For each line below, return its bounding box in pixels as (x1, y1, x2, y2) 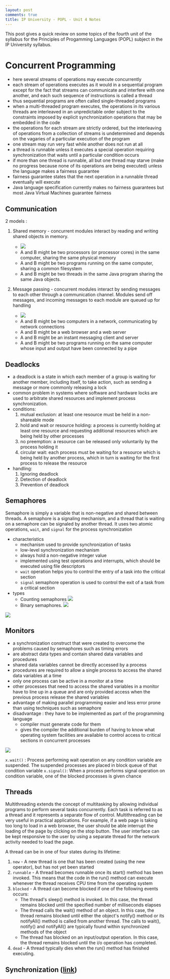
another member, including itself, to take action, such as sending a (12, 379, 152, 385)
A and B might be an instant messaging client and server (20, 334, 139, 341)
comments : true (5, 12, 38, 17)
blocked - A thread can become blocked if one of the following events (12, 886, 158, 892)
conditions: (12, 406, 37, 412)
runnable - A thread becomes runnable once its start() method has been (12, 870, 163, 876)
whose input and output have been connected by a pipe (20, 345, 138, 352)
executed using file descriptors (20, 563, 85, 569)
